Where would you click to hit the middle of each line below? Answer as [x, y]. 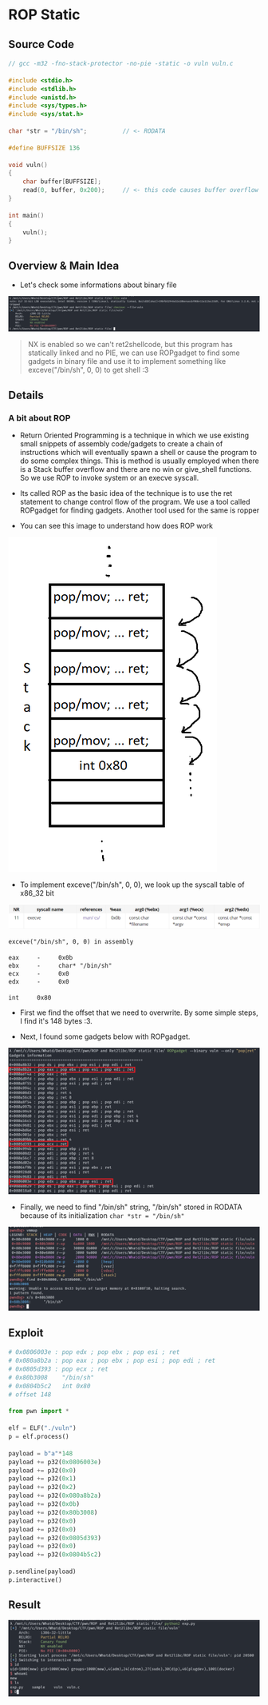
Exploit [26, 1333]
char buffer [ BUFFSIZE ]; [62, 182]
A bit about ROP [39, 417]
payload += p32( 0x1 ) [43, 1479]
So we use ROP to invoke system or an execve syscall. [109, 478]
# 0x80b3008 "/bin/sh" [51, 1377]
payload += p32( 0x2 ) [43, 1487]
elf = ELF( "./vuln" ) [43, 1428]
